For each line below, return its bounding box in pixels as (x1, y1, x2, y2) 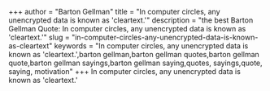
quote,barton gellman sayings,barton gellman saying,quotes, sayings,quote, (8, 58, 263, 68)
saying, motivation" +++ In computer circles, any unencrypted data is (8, 67, 242, 76)
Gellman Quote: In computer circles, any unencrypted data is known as (8, 24, 246, 33)
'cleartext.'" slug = (8, 32, 71, 42)
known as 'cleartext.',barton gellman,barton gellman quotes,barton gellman (8, 50, 260, 59)
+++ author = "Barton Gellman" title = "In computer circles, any (8, 7, 221, 16)
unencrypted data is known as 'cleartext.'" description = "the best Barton (8, 15, 254, 25)
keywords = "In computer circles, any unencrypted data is (54, 41, 249, 51)
